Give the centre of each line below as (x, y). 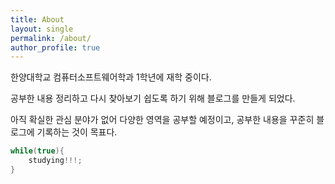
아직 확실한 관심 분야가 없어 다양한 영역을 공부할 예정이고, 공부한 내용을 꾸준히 (162, 120)
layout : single (42, 29)
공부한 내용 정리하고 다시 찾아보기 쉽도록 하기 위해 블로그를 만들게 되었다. (153, 98)
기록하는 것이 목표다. (77, 132)
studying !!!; (55, 161)
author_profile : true (55, 47)
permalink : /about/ (51, 38)
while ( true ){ (37, 151)
